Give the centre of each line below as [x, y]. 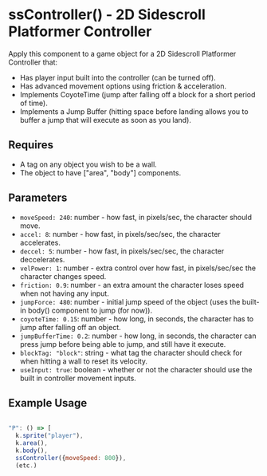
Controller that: [33, 62]
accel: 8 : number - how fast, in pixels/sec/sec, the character [120, 234]
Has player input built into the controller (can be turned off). [118, 77]
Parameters [38, 198]
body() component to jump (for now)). [90, 310]
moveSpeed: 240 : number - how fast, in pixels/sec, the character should [136, 217]
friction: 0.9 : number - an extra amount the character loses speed [132, 285]
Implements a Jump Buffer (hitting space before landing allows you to [134, 111]
